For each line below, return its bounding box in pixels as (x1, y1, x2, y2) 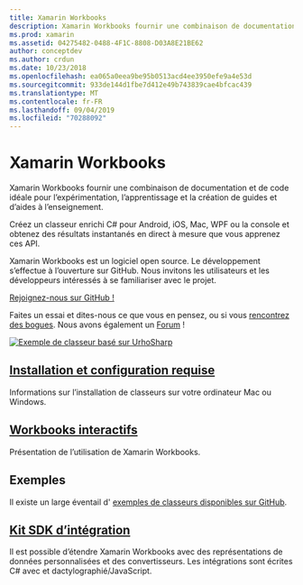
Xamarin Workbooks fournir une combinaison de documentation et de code (9, 182, 289, 194)
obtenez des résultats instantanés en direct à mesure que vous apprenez (9, 229, 281, 240)
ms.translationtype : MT (9, 88, 99, 97)
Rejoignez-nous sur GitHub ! (9, 292, 115, 303)
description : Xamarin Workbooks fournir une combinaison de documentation (9, 22, 297, 31)
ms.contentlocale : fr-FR (9, 96, 103, 106)
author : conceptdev (9, 47, 83, 56)
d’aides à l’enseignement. (9, 202, 104, 213)
